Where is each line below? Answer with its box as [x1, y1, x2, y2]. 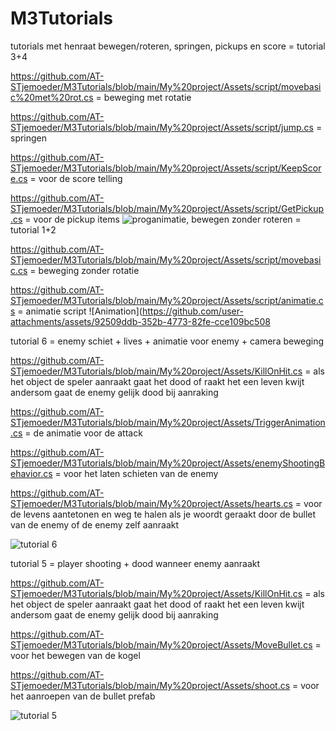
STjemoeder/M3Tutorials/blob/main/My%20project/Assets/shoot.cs [10, 679, 291, 691]
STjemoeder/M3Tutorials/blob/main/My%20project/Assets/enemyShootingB [10, 457, 326, 469]
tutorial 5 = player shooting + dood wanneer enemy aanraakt [10, 557, 261, 569]
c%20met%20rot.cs [10, 91, 94, 103]
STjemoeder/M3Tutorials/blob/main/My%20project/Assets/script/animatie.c [10, 294, 324, 306]
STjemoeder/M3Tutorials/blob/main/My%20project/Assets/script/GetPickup [10, 202, 325, 214]
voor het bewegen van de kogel [10, 649, 141, 661]
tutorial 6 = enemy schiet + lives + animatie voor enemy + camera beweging [10, 335, 325, 347]
